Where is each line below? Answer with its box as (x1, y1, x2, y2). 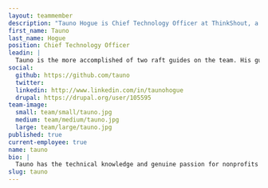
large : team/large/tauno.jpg (15, 123, 112, 131)
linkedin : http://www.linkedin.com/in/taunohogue (15, 86, 183, 94)
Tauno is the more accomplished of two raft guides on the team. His (15, 57, 251, 65)
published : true (8, 130, 62, 138)
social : (8, 64, 34, 72)
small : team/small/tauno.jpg (15, 109, 112, 117)
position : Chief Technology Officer (8, 42, 130, 50)
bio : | (8, 153, 30, 161)
